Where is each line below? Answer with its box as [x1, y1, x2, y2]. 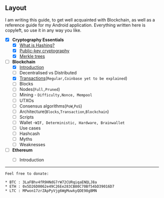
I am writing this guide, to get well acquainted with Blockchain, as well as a [5, 17, 155, 22]
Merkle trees [19, 53, 45, 59]
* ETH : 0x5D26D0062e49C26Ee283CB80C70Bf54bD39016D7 [5, 184, 115, 189]
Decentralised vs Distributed [19, 70, 77, 76]
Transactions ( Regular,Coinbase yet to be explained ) [19, 75, 128, 81]
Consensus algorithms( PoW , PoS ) [19, 103, 82, 109]
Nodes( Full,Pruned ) [19, 87, 60, 92]
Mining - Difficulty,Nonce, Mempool [19, 92, 93, 98]
